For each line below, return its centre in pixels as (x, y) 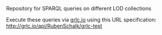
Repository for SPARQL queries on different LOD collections (79, 8)
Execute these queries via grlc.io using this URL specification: (81, 20)
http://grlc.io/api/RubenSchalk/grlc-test (54, 26)
